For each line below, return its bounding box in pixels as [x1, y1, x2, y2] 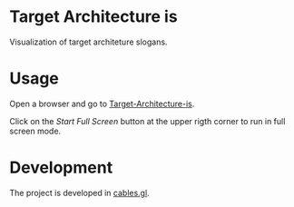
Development [9, 157, 113, 178]
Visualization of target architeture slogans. [9, 36, 168, 47]
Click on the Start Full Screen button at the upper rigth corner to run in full [9, 115, 286, 126]
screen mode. [9, 125, 62, 136]
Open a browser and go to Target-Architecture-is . [9, 98, 195, 109]
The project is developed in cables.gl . [9, 187, 150, 198]
